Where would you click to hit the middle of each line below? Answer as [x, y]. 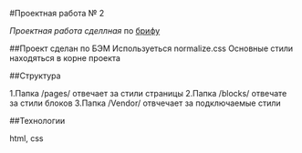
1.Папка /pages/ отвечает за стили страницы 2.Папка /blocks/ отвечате [148, 93]
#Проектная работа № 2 [57, 13]
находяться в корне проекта [65, 58]
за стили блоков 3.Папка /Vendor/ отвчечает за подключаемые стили [145, 103]
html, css [26, 138]
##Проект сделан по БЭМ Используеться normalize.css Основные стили [151, 48]
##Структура [35, 76]
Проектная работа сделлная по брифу [85, 31]
